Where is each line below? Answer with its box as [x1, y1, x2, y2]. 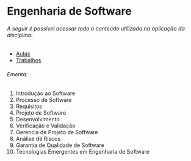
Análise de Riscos [15, 135, 61, 142]
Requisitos [15, 102, 43, 110]
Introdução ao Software [15, 90, 76, 97]
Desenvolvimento [15, 115, 60, 123]
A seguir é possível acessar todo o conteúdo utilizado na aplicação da [7, 24, 186, 32]
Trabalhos [15, 57, 41, 64]
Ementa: [7, 70, 28, 77]
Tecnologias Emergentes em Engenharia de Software [15, 148, 150, 155]
